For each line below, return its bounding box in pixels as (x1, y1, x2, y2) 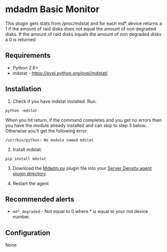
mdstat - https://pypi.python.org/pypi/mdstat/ (12, 70, 108, 76)
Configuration (5, 228, 51, 237)
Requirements (5, 51, 51, 60)
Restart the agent (12, 180, 49, 186)
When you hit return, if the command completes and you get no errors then (5, 117, 162, 123)
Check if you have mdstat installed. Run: (12, 98, 97, 104)
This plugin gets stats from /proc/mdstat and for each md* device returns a (5, 20, 162, 26)
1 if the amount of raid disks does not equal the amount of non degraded (5, 25, 156, 31)
